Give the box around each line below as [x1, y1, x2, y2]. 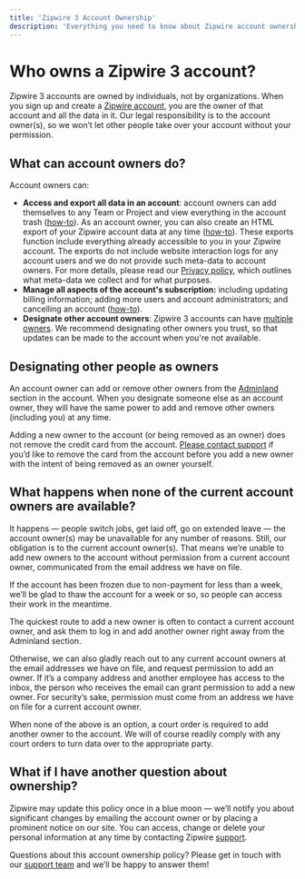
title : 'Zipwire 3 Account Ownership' [9, 13, 156, 23]
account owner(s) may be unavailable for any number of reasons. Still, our [9, 532, 287, 543]
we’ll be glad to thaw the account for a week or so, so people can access [9, 588, 283, 599]
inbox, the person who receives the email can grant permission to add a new [9, 682, 296, 693]
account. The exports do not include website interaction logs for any [22, 246, 279, 257]
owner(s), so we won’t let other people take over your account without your [9, 120, 292, 131]
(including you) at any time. [9, 412, 112, 423]
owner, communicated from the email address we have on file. [9, 561, 242, 572]
